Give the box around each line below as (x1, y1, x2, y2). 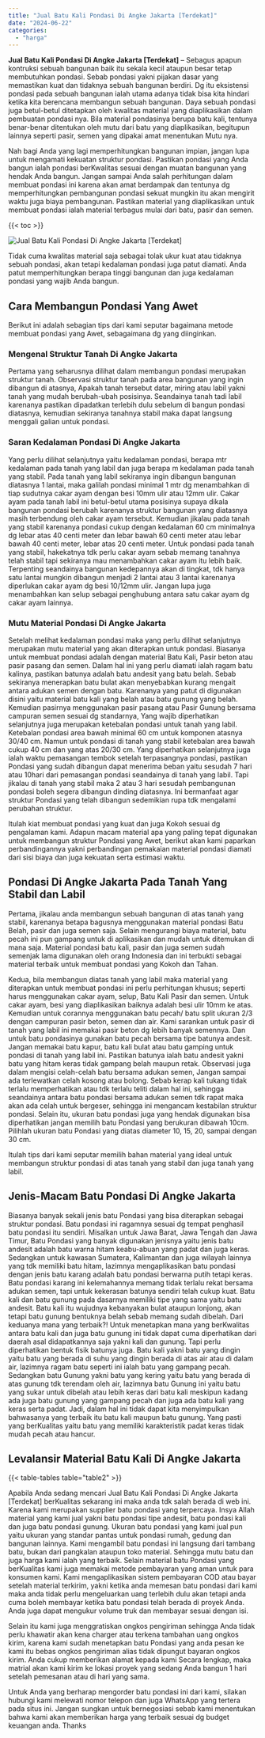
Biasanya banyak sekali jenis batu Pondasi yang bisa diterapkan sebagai (8, 1210, 244, 1220)
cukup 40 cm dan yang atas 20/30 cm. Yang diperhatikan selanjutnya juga (8, 745, 251, 754)
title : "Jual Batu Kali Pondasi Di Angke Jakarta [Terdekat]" (8, 11, 218, 20)
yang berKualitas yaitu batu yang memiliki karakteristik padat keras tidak (8, 1421, 244, 1430)
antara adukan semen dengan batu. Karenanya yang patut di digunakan (8, 685, 241, 695)
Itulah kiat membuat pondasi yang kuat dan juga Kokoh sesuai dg (8, 818, 221, 828)
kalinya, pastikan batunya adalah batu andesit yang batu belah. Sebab (8, 669, 237, 678)
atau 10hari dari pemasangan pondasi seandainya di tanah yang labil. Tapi (8, 769, 249, 780)
